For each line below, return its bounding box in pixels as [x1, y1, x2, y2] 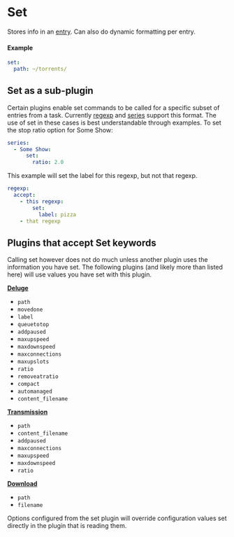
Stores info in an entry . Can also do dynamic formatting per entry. [7, 27, 196, 36]
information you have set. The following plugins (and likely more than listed [7, 263, 224, 272]
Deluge [7, 284, 29, 293]
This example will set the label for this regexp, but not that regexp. [7, 172, 198, 180]
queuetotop [17, 321, 50, 328]
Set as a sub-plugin [7, 85, 94, 97]
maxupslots [17, 358, 50, 365]
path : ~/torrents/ [13, 66, 68, 73]
